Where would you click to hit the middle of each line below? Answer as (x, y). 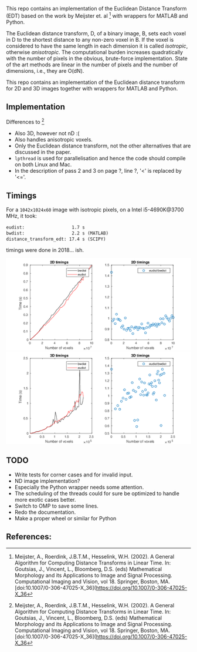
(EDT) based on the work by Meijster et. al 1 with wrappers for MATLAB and (97, 15)
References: (29, 537)
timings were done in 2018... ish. (45, 250)
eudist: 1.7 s (45, 227)
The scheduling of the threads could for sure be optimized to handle (97, 493)
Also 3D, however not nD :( (47, 133)
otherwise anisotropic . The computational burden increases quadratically (95, 52)
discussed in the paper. (43, 152)
